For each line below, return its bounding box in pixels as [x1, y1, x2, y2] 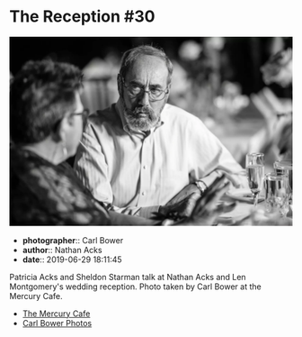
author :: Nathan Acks [22, 244, 102, 255]
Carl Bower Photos [22, 317, 93, 328]
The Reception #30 [9, 6, 155, 27]
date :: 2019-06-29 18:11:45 [22, 254, 123, 265]
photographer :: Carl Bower [22, 234, 124, 245]
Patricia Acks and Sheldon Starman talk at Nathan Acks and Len [9, 271, 246, 282]
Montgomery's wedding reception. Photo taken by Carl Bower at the [9, 281, 262, 292]
